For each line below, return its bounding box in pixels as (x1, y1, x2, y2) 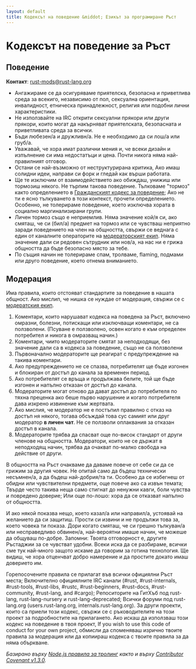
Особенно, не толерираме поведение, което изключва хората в (14, 201, 175, 208)
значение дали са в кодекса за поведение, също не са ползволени (14, 344, 183, 351)
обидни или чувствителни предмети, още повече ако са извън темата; (6, 480, 183, 487)
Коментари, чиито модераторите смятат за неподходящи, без (14, 338, 171, 345)
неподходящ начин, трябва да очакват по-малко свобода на (14, 444, 167, 451)
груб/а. (14, 139, 33, 146)
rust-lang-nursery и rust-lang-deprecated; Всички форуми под (19, 596, 173, 603)
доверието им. (6, 560, 43, 567)
